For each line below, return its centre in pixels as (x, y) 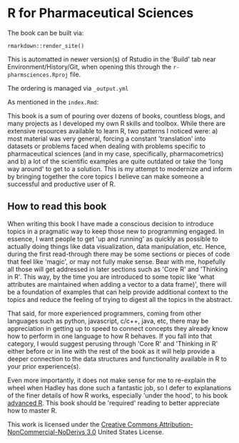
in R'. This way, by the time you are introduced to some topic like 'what (111, 277)
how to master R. (32, 410)
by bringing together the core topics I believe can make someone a (106, 176)
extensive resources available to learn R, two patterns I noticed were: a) (113, 131)
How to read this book (57, 207)
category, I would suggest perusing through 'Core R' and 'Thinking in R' (113, 343)
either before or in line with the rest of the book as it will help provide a (111, 351)
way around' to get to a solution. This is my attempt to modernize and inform (120, 168)
